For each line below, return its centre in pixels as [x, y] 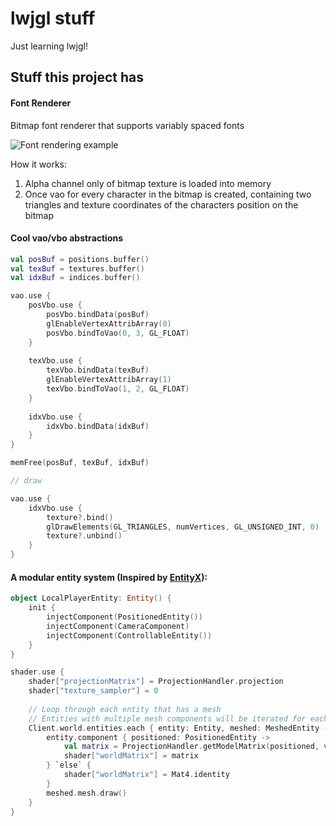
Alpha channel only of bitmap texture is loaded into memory [148, 183]
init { [42, 608]
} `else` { [69, 765]
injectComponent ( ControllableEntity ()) [129, 635]
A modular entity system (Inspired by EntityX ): [109, 577]
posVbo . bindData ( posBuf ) [98, 315]
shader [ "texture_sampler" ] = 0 [93, 691]
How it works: [39, 164]
